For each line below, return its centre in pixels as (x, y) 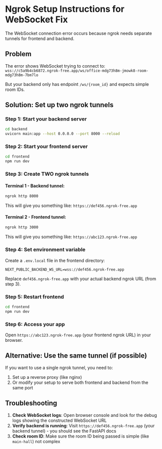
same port (23, 388)
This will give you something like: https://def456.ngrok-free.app (71, 205)
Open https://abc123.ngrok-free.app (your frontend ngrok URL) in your (78, 335)
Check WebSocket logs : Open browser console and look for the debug (85, 415)
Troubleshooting (31, 403)
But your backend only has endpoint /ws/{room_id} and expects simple (77, 84)
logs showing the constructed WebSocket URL (59, 420)
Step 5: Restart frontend (34, 296)
